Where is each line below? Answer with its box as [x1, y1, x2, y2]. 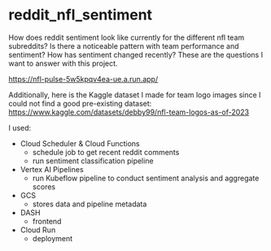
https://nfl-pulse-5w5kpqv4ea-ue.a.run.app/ [8, 74, 159, 84]
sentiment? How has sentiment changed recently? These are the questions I [8, 50, 263, 59]
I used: [8, 123, 32, 132]
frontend [32, 216, 62, 226]
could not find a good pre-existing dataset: [8, 98, 152, 108]
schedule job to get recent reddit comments [32, 147, 180, 157]
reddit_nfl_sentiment [8, 6, 153, 24]
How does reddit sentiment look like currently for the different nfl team [8, 32, 245, 42]
